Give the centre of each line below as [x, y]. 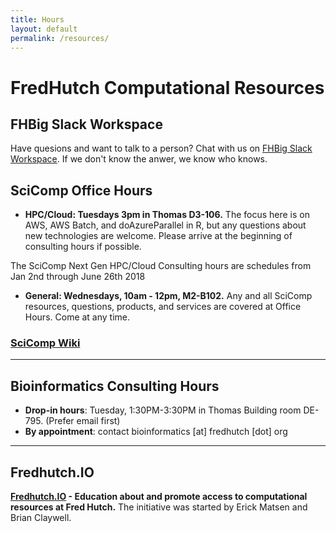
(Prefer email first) [83, 421]
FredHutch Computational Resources [167, 87]
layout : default [44, 29]
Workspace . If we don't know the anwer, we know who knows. [139, 159]
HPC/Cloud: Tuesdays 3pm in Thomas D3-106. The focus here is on [167, 215]
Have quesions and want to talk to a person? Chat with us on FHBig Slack [161, 148]
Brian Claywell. [41, 518]
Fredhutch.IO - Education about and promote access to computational [159, 497]
